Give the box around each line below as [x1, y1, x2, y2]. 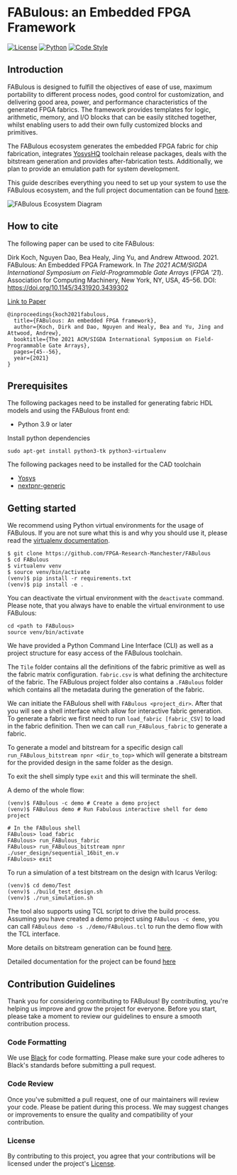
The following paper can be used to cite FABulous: [7, 239, 155, 248]
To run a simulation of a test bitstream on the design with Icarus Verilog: [7, 868, 218, 877]
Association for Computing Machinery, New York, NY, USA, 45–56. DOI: [7, 276, 216, 284]
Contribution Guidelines [7, 978, 116, 990]
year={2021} [13, 354, 50, 362]
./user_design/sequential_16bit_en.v [7, 850, 119, 857]
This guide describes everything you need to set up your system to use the [7, 178, 227, 187]
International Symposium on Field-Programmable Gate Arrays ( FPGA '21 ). [7, 268, 224, 276]
